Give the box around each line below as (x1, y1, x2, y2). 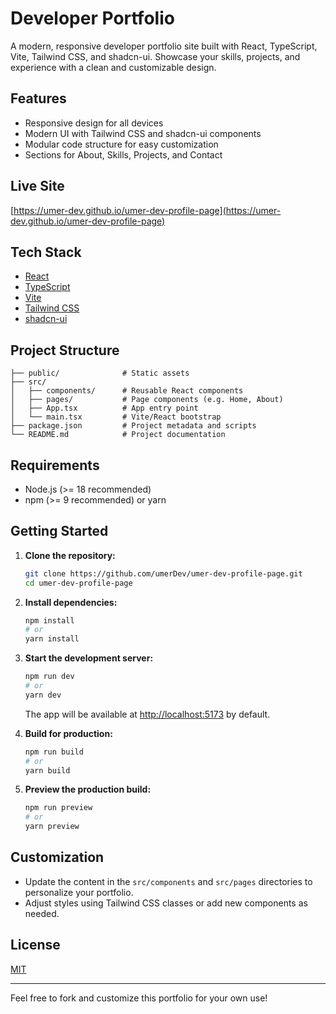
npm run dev (24, 672, 75, 682)
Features (10, 90, 67, 107)
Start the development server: (24, 652, 154, 664)
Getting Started (10, 523, 109, 540)
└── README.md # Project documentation (10, 430, 226, 440)
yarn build (24, 765, 71, 776)
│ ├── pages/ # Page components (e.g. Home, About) (10, 395, 284, 405)
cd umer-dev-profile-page (24, 578, 133, 588)
